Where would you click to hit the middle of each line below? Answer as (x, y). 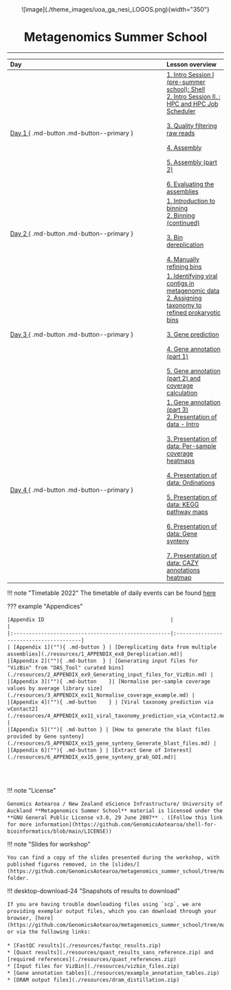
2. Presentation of (192, 417)
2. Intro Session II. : (194, 96)
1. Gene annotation (194, 403)
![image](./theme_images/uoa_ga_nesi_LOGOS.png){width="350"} (115, 9)
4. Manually (183, 259)
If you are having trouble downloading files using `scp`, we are (104, 904)
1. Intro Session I (190, 74)
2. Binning (181, 215)
